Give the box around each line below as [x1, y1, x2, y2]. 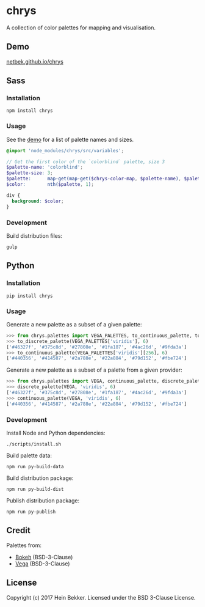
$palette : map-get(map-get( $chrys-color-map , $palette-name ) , [6, 175, 182, 182]
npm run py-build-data [6, 463, 64, 469]
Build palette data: [6, 452, 52, 459]
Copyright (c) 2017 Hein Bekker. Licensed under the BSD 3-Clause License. [6, 594, 196, 601]
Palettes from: [6, 542, 41, 549]
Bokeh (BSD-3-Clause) [15, 553, 73, 561]
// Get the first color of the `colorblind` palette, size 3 [6, 158, 165, 165]
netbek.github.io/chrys [6, 57, 64, 65]
